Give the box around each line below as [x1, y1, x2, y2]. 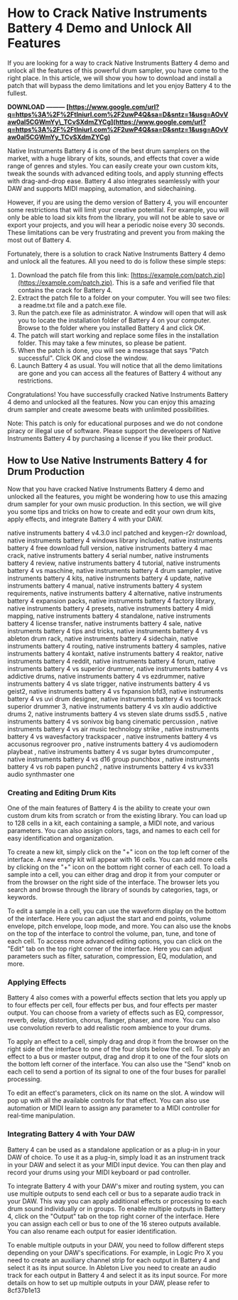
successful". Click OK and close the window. [17, 354, 148, 362]
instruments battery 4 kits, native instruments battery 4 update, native [7, 574, 212, 582]
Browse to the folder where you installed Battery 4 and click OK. [17, 323, 206, 332]
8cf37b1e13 [7, 1286, 41, 1294]
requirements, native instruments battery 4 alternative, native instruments [7, 589, 222, 597]
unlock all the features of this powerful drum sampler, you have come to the [7, 66, 229, 75]
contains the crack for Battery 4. [17, 285, 113, 294]
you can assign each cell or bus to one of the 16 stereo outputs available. [7, 1219, 222, 1228]
